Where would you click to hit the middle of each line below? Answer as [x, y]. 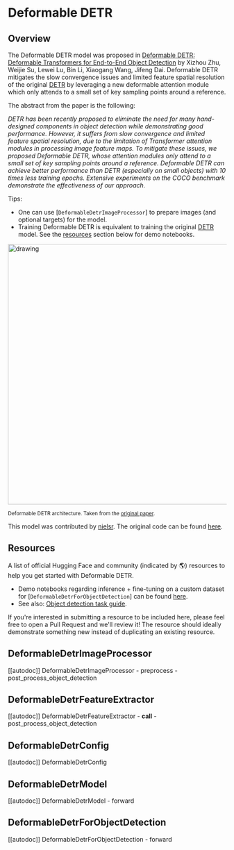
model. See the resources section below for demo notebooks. [106, 234]
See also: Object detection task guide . [72, 603]
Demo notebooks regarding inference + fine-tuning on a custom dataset [121, 589]
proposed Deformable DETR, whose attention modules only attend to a [109, 156]
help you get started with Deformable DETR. [71, 575]
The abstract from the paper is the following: [72, 105]
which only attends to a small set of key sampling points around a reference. [117, 92]
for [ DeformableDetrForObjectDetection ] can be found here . [103, 596]
